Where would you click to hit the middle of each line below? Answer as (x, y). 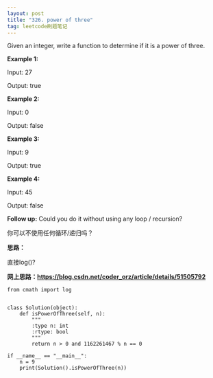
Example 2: (23, 99)
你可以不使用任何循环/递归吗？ (50, 233)
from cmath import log (39, 290)
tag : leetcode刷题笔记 (37, 26)
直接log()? (21, 263)
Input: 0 (18, 112)
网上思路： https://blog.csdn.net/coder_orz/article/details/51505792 (106, 277)
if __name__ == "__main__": (47, 356)
